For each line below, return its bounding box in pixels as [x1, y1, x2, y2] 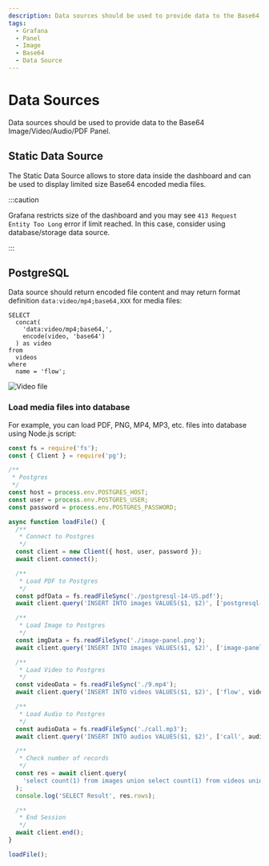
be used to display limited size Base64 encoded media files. [8, 179, 207, 189]
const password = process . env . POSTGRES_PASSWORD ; [8, 503, 178, 511]
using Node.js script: [8, 429, 77, 438]
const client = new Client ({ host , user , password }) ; [15, 547, 203, 556]
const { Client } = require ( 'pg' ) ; [8, 451, 127, 460]
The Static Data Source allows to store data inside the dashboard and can [8, 170, 251, 181]
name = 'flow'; [15, 368, 66, 376]
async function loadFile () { [8, 518, 106, 526]
